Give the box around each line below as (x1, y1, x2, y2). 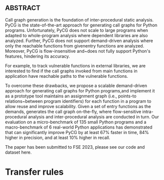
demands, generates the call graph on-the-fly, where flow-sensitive (5, 109, 142, 114)
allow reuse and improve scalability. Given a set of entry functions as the (5, 103, 151, 109)
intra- (142, 109, 154, 114)
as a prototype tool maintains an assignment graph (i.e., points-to (5, 93, 137, 99)
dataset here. (5, 149, 32, 155)
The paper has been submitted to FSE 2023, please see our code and (5, 144, 145, 150)
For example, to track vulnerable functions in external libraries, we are (5, 63, 146, 68)
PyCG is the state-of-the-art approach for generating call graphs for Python (5, 22, 158, 28)
